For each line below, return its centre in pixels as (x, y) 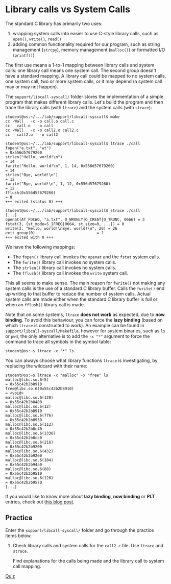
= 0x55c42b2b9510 (24, 473)
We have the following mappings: (40, 247)
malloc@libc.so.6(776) (29, 415)
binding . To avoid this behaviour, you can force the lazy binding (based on (84, 320)
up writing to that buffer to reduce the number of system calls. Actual (78, 294)
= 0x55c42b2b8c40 (24, 429)
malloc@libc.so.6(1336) (31, 433)
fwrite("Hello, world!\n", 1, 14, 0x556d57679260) (60, 166)
